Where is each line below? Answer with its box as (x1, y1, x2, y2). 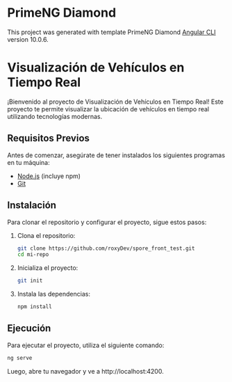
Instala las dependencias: (17, 290, 90, 299)
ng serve (7, 354, 33, 361)
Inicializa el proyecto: (17, 264, 78, 272)
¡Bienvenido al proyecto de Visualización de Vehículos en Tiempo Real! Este (7, 97, 224, 106)
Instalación (7, 200, 57, 212)
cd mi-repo (17, 251, 49, 258)
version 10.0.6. (7, 35, 49, 43)
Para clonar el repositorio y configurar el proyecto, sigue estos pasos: (7, 218, 207, 226)
